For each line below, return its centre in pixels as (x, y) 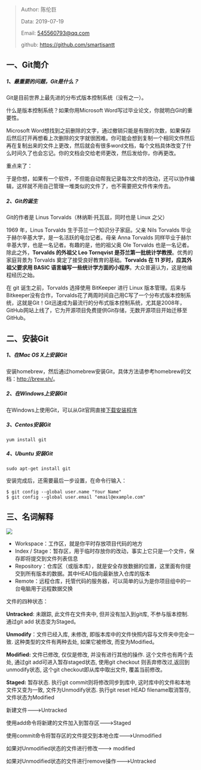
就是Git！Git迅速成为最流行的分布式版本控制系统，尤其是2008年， (103, 303)
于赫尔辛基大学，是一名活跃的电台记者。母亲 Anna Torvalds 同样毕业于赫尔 (99, 238)
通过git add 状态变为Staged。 (43, 622)
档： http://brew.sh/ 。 (32, 379)
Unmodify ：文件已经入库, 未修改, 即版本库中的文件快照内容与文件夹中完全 (98, 634)
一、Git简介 (28, 65)
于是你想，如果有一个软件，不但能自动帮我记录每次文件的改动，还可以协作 (98, 179)
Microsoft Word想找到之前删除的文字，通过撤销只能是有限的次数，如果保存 (99, 131)
